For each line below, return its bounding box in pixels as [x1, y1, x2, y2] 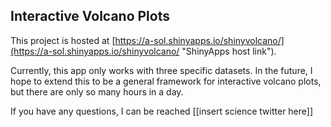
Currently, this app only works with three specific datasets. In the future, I [10, 64, 313, 76]
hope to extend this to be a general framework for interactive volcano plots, [10, 75, 322, 87]
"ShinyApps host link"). [181, 45, 277, 57]
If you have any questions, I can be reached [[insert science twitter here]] [10, 105, 314, 117]
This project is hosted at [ [10, 34, 116, 46]
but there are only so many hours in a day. [10, 85, 184, 98]
